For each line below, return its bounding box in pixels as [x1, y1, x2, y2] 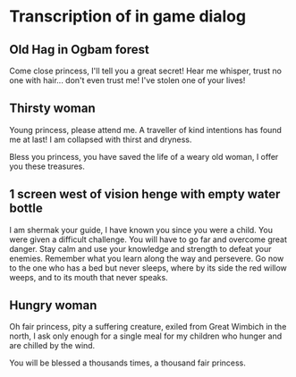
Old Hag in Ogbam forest [9, 42, 149, 57]
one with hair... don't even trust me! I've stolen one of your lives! [9, 75, 246, 86]
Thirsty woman [9, 101, 96, 116]
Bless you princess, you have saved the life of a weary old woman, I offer [9, 151, 279, 162]
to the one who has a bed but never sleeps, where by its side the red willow [9, 262, 288, 273]
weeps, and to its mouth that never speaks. [9, 272, 168, 282]
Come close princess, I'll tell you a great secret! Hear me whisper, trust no [9, 65, 282, 76]
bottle [9, 201, 43, 216]
